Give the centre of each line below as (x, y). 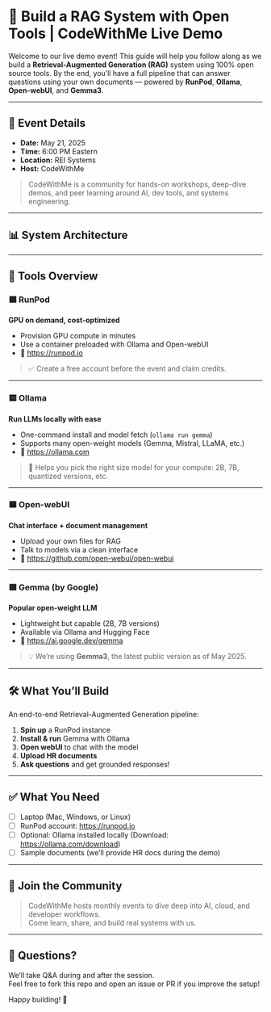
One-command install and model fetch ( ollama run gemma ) (116, 435)
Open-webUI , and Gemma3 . (56, 90)
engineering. (49, 201)
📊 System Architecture (68, 235)
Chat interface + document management (78, 525)
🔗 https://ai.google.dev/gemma (71, 640)
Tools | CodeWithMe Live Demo (116, 34)
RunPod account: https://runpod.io (77, 825)
